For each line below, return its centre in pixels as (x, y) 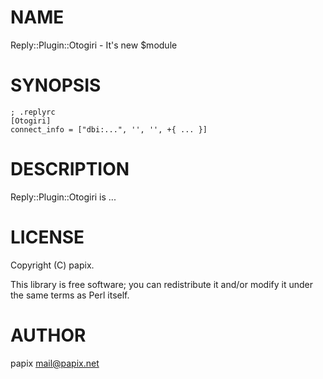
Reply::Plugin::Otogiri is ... (63, 197)
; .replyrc (33, 112)
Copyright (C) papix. (52, 265)
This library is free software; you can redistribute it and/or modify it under (162, 284)
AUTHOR (48, 335)
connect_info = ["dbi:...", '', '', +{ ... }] (109, 129)
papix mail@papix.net (55, 363)
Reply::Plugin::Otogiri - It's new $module (94, 45)
